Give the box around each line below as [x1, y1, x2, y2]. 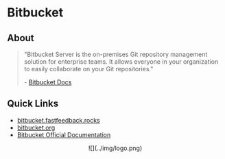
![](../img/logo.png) [88, 144, 143, 152]
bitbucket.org [16, 123, 56, 132]
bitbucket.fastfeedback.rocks [16, 116, 101, 124]
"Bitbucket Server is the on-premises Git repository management [23, 50, 208, 58]
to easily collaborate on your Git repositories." [23, 65, 154, 73]
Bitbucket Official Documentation [16, 130, 111, 138]
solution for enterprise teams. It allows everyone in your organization [23, 58, 219, 66]
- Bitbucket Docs [23, 78, 72, 86]
